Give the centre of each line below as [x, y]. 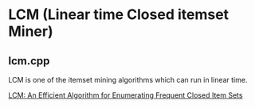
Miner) [31, 31]
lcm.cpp [29, 61]
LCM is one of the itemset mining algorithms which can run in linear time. [128, 80]
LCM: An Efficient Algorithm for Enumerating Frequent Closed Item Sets [126, 95]
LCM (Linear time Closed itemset [119, 15]
